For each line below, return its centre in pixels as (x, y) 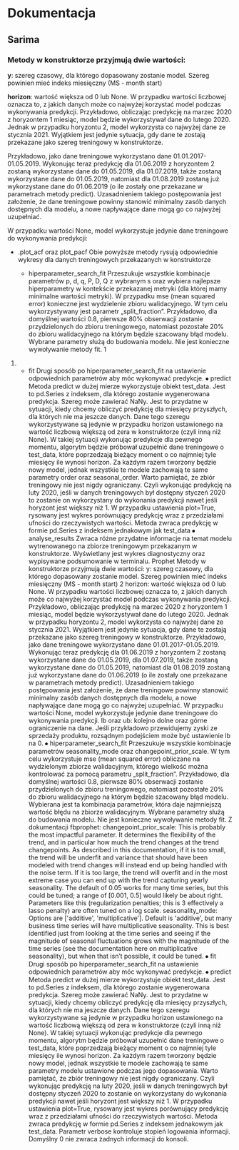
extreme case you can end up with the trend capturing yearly (118, 880)
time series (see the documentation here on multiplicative (113, 948)
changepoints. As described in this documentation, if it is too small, (127, 849)
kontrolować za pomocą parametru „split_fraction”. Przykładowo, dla (129, 774)
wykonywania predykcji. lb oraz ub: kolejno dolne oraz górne (118, 720)
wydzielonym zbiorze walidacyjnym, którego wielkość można (118, 766)
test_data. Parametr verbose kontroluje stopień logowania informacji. (129, 1131)
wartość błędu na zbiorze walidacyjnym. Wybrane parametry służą (126, 812)
